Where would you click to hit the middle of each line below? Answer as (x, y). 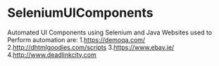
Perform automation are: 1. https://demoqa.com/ (76, 39)
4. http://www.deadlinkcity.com (52, 55)
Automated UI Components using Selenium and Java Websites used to (110, 32)
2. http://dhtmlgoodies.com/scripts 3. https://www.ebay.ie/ (91, 47)
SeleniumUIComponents (80, 13)
